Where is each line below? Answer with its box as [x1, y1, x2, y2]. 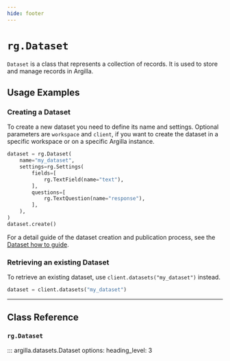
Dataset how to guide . [7, 240, 70, 249]
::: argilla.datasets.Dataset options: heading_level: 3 [7, 346, 153, 354]
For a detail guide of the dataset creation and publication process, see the [7, 233, 216, 241]
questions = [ [31, 189, 66, 196]
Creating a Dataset [7, 107, 71, 116]
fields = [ [31, 169, 57, 177]
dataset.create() [7, 221, 57, 227]
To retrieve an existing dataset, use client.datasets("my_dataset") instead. [7, 273, 221, 282]
